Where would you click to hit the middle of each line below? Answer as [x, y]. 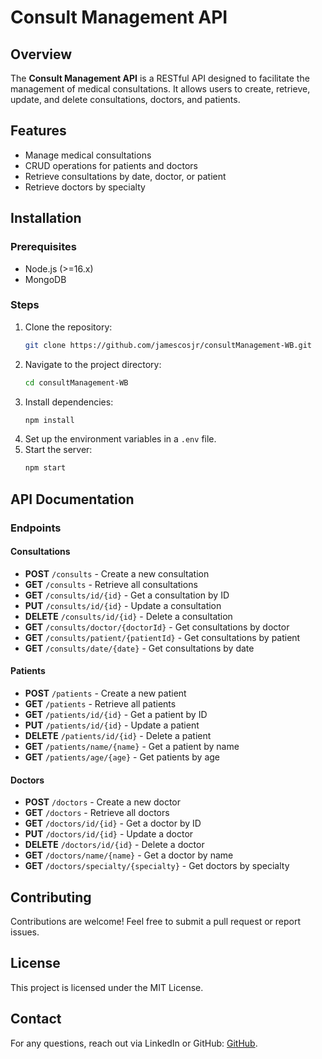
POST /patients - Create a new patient [105, 693]
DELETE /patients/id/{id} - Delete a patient [118, 736]
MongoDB [45, 279]
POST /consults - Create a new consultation [117, 573]
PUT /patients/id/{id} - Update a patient [112, 725]
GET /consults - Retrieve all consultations [111, 584]
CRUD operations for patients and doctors [111, 165]
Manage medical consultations [88, 155]
